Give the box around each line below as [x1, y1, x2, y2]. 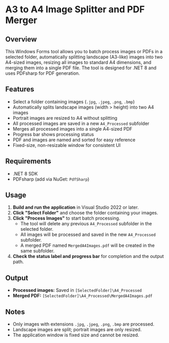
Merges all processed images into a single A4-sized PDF [12, 125, 133, 132]
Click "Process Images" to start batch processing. [12, 215, 120, 221]
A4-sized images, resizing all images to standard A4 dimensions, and [5, 59, 152, 65]
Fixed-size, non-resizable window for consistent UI [12, 142, 121, 148]
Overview [5, 35, 37, 44]
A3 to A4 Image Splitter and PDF [5, 4, 145, 15]
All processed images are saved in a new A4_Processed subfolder [12, 120, 150, 126]
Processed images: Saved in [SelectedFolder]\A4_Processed [12, 287, 142, 293]
